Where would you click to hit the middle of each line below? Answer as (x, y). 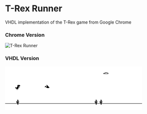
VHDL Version (22, 58)
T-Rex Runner (34, 9)
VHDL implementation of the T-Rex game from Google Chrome (68, 22)
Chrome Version (25, 35)
